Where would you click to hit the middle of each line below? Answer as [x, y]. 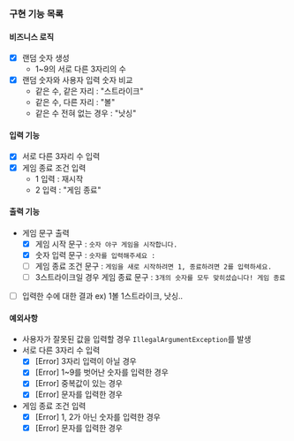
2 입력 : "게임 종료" [68, 190]
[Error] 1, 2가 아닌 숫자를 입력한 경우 [98, 416]
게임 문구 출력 [45, 232]
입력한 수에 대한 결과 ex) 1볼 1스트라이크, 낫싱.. [102, 296]
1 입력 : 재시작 [59, 179]
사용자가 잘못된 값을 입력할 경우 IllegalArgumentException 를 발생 [136, 339]
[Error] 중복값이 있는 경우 [79, 384]
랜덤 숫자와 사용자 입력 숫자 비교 [77, 80]
